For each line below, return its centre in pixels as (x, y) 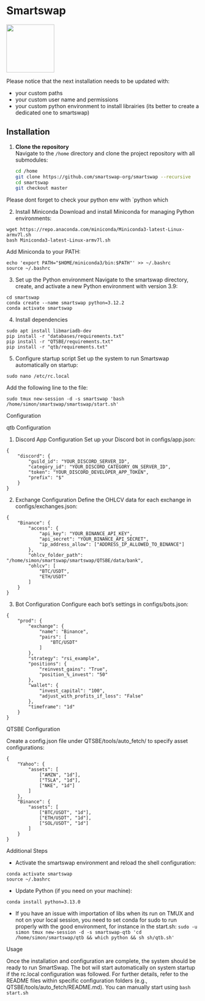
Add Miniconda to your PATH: (43, 252)
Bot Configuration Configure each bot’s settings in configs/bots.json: (102, 604)
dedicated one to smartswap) (52, 112)
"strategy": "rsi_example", (64, 659)
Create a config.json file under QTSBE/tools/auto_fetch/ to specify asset (97, 741)
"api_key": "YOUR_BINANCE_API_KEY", (86, 534)
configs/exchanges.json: (46, 506)
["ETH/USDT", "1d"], (65, 818)
